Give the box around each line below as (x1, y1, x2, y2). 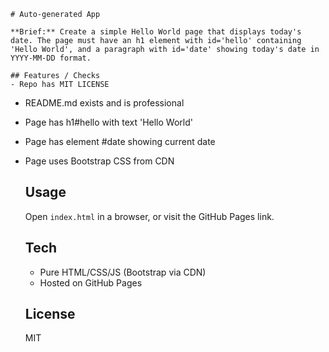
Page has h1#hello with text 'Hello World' (24, 116, 193, 128)
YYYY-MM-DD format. (10, 53, 92, 63)
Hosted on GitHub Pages (39, 276, 143, 289)
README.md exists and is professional (24, 97, 185, 109)
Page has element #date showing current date (24, 136, 216, 147)
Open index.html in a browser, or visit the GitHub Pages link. (24, 210, 275, 222)
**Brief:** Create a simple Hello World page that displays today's (10, 27, 302, 37)
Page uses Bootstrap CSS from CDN (24, 155, 175, 167)
